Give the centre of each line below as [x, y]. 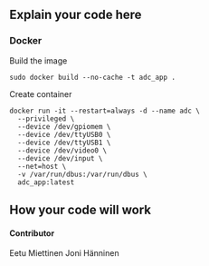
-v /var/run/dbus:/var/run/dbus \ [82, 174]
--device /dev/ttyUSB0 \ [64, 134]
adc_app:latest [46, 182]
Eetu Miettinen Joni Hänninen [64, 253]
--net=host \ [42, 166]
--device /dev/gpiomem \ [64, 126]
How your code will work [81, 210]
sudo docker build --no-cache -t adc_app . [93, 77]
